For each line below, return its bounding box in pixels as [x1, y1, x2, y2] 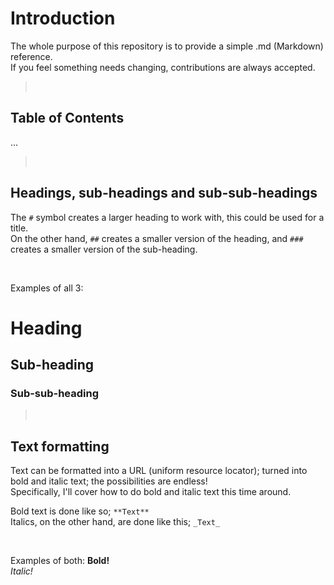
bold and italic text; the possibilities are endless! [10, 475, 208, 487]
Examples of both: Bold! [10, 555, 110, 567]
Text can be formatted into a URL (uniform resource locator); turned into [10, 465, 308, 477]
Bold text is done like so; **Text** [10, 505, 150, 517]
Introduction [10, 7, 116, 30]
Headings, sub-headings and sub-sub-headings [10, 185, 318, 202]
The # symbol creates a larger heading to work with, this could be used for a [10, 211, 325, 223]
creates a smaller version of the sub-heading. [10, 243, 198, 255]
